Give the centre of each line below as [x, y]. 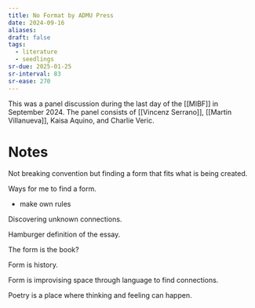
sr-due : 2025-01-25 [40, 67]
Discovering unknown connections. [65, 219]
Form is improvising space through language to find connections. [113, 280]
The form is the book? [44, 250]
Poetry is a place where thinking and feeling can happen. [100, 295]
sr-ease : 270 [29, 81]
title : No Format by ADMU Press [61, 15]
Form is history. [33, 265]
